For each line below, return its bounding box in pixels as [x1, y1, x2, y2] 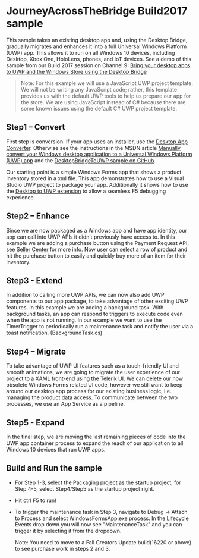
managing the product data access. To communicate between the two [6, 394, 178, 401]
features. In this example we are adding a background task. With [6, 304, 164, 311]
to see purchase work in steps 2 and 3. [14, 545, 110, 552]
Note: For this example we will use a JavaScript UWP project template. [20, 79, 193, 87]
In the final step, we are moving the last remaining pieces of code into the [6, 433, 186, 440]
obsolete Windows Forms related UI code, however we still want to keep [6, 381, 183, 388]
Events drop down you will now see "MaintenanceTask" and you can [14, 521, 182, 528]
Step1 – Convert [6, 122, 65, 132]
